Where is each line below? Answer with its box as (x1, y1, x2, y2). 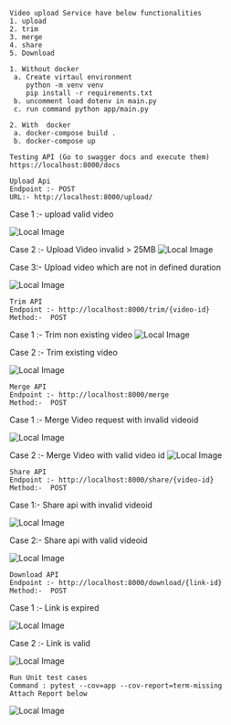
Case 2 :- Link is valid (9, 638, 91, 648)
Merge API (9, 382, 47, 391)
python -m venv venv (26, 80, 104, 90)
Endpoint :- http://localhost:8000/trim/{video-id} (9, 305, 210, 315)
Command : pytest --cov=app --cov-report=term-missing (9, 681, 223, 690)
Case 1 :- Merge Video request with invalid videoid (9, 414, 199, 425)
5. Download (9, 48, 55, 58)
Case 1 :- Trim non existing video (9, 329, 133, 340)
